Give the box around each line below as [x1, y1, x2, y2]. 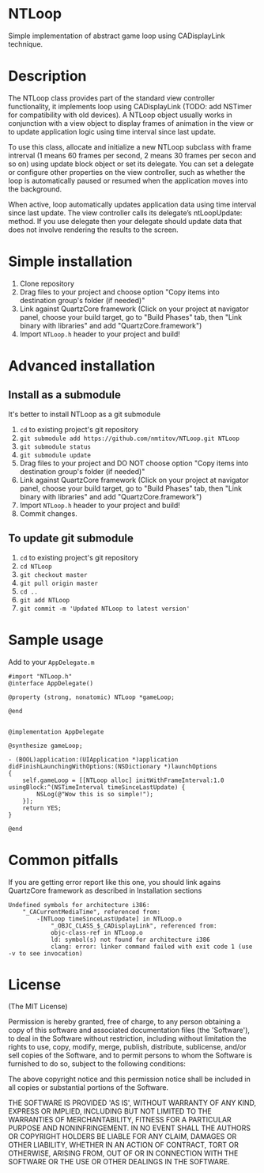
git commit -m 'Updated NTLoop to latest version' [19, 605, 190, 613]
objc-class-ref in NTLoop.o [50, 928, 144, 936]
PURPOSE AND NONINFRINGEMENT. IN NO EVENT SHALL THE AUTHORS [8, 1123, 251, 1133]
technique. [8, 39, 43, 48]
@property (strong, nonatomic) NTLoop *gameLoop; [8, 693, 175, 701]
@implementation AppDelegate [8, 727, 104, 736]
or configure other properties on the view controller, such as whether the [8, 167, 246, 177]
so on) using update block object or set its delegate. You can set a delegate [8, 159, 255, 169]
